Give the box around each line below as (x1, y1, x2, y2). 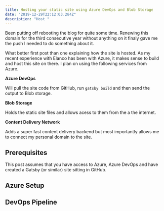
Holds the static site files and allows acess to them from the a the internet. (5, 109, 156, 115)
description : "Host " (5, 16, 50, 21)
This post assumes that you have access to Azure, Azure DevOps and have (5, 161, 158, 167)
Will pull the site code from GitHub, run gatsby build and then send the (5, 85, 150, 91)
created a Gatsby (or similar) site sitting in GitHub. (5, 167, 107, 173)
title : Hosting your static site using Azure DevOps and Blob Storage (5, 7, 154, 12)
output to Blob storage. (5, 90, 52, 97)
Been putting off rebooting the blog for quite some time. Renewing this (5, 30, 149, 36)
